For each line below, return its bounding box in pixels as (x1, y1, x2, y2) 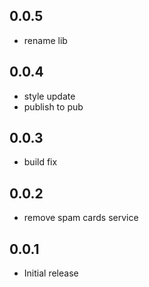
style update (23, 90, 76, 102)
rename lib (23, 34, 68, 46)
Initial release (23, 267, 79, 279)
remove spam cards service (23, 212, 139, 224)
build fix (23, 156, 58, 168)
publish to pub (23, 100, 84, 113)
